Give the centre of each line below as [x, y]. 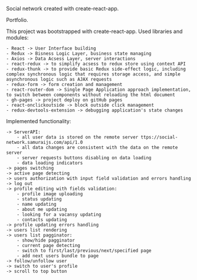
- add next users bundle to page [58, 256]
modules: [17, 37]
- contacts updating [42, 220]
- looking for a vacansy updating [59, 215]
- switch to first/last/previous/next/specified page [84, 251]
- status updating [39, 199]
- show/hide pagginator [46, 241]
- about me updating [42, 209]
